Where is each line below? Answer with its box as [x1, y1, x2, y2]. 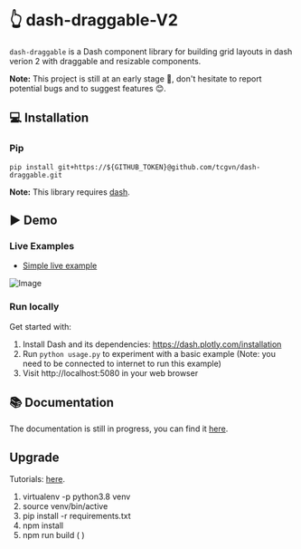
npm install [22, 520, 64, 531]
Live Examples [9, 239, 75, 252]
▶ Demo [9, 213, 58, 228]
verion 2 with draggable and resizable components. [9, 55, 202, 66]
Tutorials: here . [9, 474, 66, 485]
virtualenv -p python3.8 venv [22, 491, 131, 502]
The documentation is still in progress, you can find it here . [9, 423, 229, 434]
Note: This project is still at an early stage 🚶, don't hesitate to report [9, 72, 262, 84]
